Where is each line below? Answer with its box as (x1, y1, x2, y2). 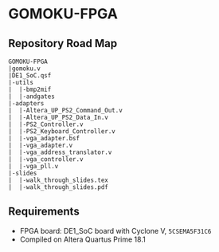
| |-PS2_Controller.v (8, 120, 84, 128)
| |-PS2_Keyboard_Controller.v (8, 128, 115, 136)
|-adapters (8, 100, 45, 108)
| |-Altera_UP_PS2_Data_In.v (8, 113, 109, 121)
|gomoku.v (8, 65, 41, 73)
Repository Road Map (8, 37, 118, 50)
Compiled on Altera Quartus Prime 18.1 (19, 234, 146, 244)
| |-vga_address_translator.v (8, 148, 112, 156)
